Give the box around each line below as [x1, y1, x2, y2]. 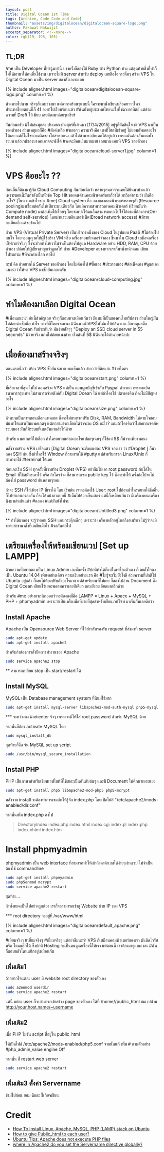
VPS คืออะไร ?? [5, 170, 61, 181]
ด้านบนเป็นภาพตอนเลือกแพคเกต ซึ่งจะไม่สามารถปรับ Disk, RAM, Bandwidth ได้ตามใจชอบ [5, 415, 157, 420]
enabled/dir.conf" [5, 802, 41, 808]
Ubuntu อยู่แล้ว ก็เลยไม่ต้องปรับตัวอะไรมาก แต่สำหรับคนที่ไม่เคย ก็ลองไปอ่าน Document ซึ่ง [5, 578, 157, 584]
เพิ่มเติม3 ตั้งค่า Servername [5, 1079, 81, 1088]
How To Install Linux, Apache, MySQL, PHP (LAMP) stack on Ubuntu [12, 1126, 150, 1131]
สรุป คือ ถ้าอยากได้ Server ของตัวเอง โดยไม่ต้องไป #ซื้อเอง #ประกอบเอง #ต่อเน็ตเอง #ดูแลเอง [5, 261, 159, 267]
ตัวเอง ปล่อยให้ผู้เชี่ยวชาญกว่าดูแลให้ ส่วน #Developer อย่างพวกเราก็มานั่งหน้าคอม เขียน [5, 246, 149, 251]
